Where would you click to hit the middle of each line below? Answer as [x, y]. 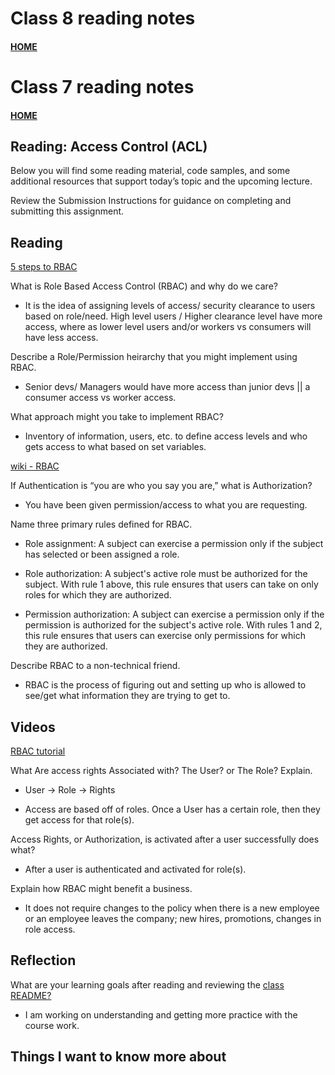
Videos [33, 727]
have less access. [61, 338]
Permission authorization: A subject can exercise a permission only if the [174, 614]
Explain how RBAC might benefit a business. [101, 888]
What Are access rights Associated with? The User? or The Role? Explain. [161, 770]
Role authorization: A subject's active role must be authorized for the [166, 574]
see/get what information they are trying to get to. [127, 696]
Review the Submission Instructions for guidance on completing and [151, 201]
